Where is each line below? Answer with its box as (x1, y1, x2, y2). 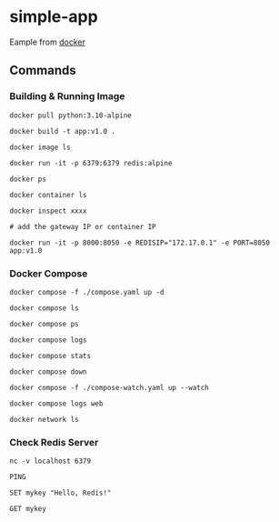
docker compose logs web (9, 398, 104, 408)
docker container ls (9, 190, 88, 199)
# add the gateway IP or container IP (9, 222, 156, 231)
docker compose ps (9, 319, 79, 328)
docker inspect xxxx (9, 206, 88, 216)
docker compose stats (9, 351, 92, 360)
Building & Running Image (9, 90, 125, 103)
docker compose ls (9, 303, 79, 313)
